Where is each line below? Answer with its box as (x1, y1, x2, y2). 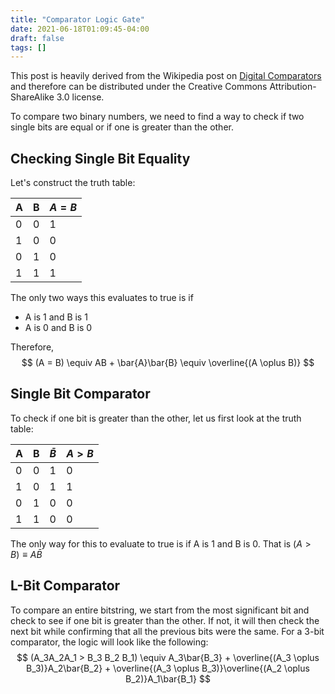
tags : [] (10, 42, 47, 53)
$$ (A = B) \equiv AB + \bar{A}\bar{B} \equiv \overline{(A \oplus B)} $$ (21, 357, 315, 369)
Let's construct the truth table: (10, 177, 136, 189)
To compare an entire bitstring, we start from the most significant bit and (10, 604, 310, 616)
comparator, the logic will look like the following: (10, 636, 209, 648)
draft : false (10, 33, 65, 43)
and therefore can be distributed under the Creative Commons (10, 81, 268, 93)
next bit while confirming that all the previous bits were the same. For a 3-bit (10, 625, 325, 637)
